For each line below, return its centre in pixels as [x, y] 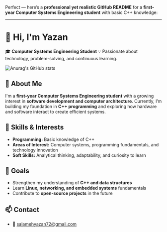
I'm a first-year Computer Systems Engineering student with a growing [80, 96]
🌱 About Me [24, 84]
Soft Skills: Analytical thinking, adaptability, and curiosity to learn [79, 155]
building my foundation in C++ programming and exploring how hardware [81, 106]
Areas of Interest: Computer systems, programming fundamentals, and [85, 144]
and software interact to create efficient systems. [55, 112]
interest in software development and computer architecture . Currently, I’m [83, 101]
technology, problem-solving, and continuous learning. [61, 58]
